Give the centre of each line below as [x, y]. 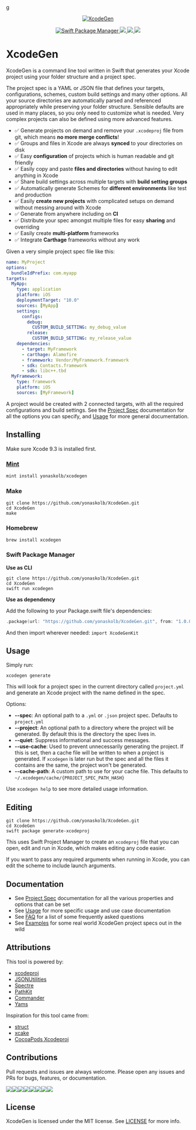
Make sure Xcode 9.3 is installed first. [51, 449]
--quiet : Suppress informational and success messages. [82, 740]
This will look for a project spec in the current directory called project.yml [95, 687]
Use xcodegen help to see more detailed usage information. [77, 789]
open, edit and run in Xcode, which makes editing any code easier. [86, 848]
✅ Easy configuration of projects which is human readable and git [94, 156]
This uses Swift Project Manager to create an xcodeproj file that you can [93, 842]
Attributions [29, 948]
